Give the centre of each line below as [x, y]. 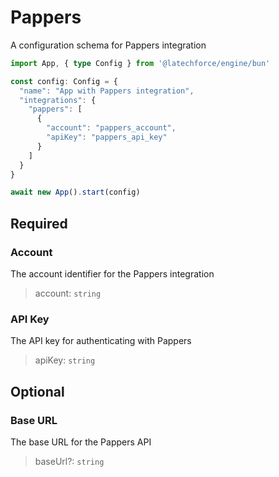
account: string [68, 293]
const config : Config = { [64, 81]
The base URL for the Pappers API [81, 442]
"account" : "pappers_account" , [111, 128]
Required [39, 223]
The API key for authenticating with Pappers [101, 341]
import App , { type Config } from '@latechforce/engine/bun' [140, 63]
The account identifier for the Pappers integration [112, 274]
